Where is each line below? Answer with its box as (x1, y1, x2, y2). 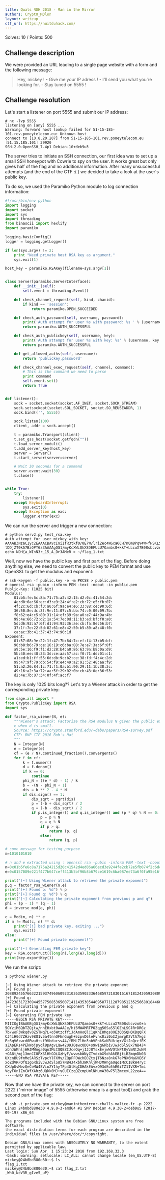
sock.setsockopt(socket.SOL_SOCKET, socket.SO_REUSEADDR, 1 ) (14, 405, 141, 410)
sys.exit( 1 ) (14, 257, 38, 262)
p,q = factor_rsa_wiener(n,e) (5, 883, 67, 888)
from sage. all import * (5, 696, 54, 701)
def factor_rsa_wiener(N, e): (5, 714, 67, 719)
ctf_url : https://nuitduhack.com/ (5, 21, 76, 26)
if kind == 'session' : (23, 302, 69, 307)
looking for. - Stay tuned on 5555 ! (17, 82, 87, 88)
